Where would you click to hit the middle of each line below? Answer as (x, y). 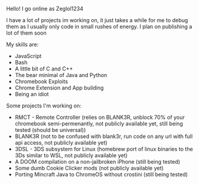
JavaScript (28, 56)
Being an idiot (32, 94)
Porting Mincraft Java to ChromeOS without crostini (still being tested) (101, 174)
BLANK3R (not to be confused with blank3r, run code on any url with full (104, 136)
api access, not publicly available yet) (61, 142)
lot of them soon (26, 33)
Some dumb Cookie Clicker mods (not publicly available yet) (89, 168)
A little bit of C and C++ (44, 69)
